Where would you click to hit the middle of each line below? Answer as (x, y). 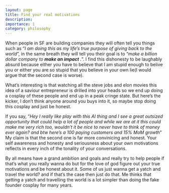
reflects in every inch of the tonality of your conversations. (66, 149)
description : (19, 19)
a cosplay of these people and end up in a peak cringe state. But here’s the (83, 96)
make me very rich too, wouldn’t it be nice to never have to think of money (82, 127)
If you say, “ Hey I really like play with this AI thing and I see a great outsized (84, 116)
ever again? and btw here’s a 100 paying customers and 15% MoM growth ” (84, 132)
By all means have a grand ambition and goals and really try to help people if (85, 158)
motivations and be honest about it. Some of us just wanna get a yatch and (83, 169)
